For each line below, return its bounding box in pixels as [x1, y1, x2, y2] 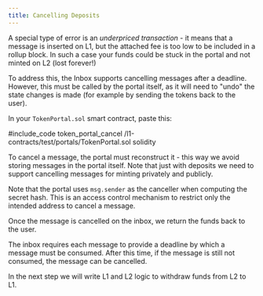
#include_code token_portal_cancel [8, 129, 123, 138]
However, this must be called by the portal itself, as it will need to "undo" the [8, 82, 255, 91]
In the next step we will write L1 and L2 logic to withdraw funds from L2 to [8, 272, 247, 281]
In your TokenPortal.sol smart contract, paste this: [8, 113, 173, 122]
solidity [132, 137, 156, 146]
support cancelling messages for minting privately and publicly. [8, 169, 214, 178]
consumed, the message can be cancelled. [8, 256, 148, 265]
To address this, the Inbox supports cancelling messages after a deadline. [8, 73, 247, 82]
